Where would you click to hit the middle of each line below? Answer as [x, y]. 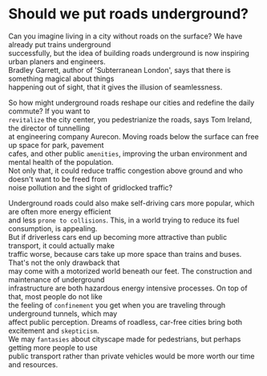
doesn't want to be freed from [58, 179]
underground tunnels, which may [63, 314]
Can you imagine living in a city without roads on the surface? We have [125, 36]
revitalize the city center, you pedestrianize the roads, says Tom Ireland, [130, 119]
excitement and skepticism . [54, 330]
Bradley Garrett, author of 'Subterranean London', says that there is [119, 70]
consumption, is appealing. [53, 228]
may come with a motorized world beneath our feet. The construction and [130, 271]
